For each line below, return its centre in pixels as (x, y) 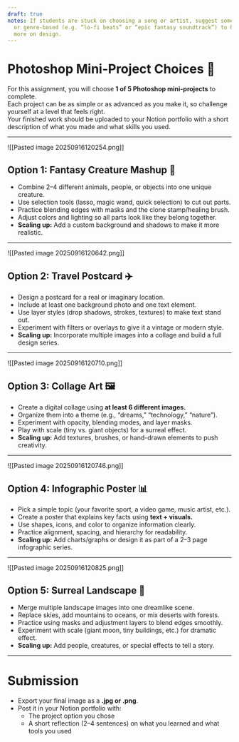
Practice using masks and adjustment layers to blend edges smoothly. (120, 623)
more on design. (38, 34)
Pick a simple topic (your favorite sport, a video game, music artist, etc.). (124, 509)
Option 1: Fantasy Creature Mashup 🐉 (91, 169)
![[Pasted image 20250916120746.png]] (65, 465)
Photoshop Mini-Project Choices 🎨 (111, 69)
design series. (38, 342)
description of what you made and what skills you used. (89, 127)
